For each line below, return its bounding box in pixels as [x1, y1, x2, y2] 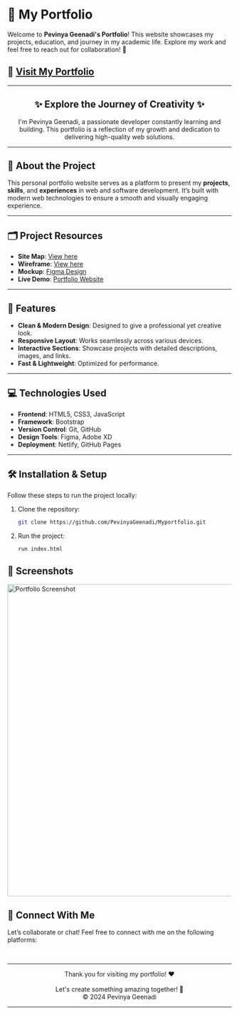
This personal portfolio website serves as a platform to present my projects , [7, 178, 230, 188]
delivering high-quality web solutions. [64, 132, 175, 141]
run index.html [17, 545, 63, 552]
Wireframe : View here [17, 260, 84, 268]
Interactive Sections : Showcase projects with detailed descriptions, [17, 344, 218, 352]
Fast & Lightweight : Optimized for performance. [17, 359, 160, 367]
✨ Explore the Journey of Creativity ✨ [34, 98, 205, 111]
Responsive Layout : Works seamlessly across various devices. [17, 337, 204, 345]
